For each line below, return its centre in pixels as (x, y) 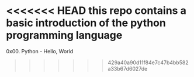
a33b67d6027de (128, 68)
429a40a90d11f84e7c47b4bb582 (148, 63)
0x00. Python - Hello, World (40, 51)
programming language (64, 35)
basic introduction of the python (86, 23)
